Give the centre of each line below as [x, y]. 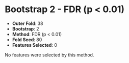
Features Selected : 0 [34, 45]
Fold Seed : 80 [27, 40]
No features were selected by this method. [49, 55]
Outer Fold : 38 [28, 23]
